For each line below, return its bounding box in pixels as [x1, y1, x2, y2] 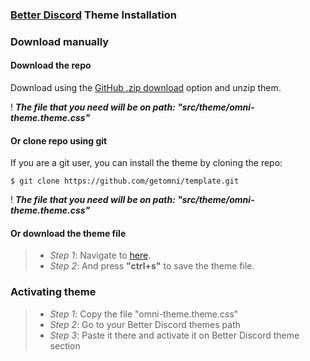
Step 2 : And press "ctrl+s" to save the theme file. [49, 260, 255, 272]
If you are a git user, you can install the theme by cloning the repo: [10, 157, 283, 169]
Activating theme [10, 285, 97, 299]
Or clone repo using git [10, 134, 108, 147]
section [49, 339, 81, 352]
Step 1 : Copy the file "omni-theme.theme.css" [49, 308, 239, 320]
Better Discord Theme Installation [10, 8, 177, 22]
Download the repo [10, 59, 92, 72]
